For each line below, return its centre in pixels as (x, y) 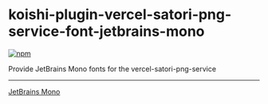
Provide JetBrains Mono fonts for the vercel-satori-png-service (112, 68)
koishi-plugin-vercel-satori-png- (120, 15)
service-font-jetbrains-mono (106, 31)
